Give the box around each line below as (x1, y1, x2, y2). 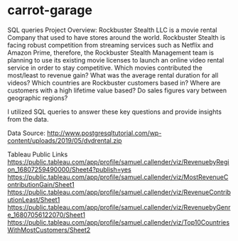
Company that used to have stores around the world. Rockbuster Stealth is (7, 33, 226, 41)
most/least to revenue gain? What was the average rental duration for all (7, 70, 219, 80)
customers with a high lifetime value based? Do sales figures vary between (7, 86, 227, 95)
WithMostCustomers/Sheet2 (7, 225, 91, 234)
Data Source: (7, 129, 46, 137)
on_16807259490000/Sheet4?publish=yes (7, 165, 131, 173)
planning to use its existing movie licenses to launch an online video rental (7, 55, 225, 64)
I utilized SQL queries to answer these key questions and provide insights (7, 107, 222, 116)
